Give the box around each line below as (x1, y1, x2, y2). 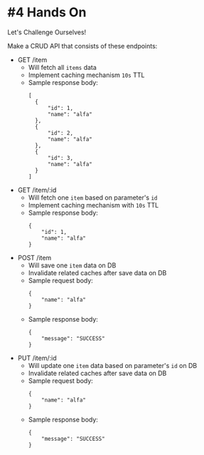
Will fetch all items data (28, 63, 97, 71)
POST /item (17, 253, 52, 262)
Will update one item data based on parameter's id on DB (28, 361, 198, 369)
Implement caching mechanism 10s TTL (28, 71, 145, 79)
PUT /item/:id (17, 354, 57, 362)
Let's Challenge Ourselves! (7, 28, 87, 36)
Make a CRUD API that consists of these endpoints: (7, 41, 158, 50)
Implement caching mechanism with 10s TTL (28, 200, 159, 209)
